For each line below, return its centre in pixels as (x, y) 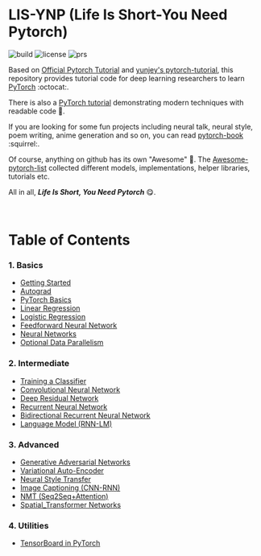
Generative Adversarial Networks (75, 462)
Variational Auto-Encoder (62, 471)
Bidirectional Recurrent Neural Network (85, 415)
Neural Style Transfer (55, 480)
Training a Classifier (53, 381)
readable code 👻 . (37, 111)
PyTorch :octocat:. (39, 87)
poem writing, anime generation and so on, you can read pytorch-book (126, 135)
